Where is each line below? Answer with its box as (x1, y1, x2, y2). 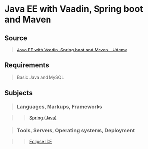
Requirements (4, 61, 49, 70)
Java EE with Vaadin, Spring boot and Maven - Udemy (16, 47, 127, 52)
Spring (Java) (29, 115, 57, 121)
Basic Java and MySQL (16, 74, 64, 80)
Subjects (4, 89, 33, 97)
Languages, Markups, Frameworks (16, 103, 102, 110)
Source (4, 34, 28, 42)
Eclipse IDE (29, 138, 52, 144)
